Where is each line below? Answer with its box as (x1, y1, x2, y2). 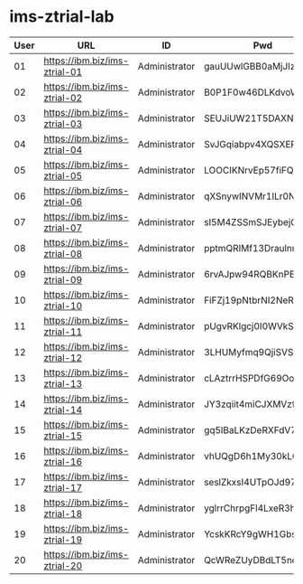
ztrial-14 (43, 403, 83, 416)
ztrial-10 (43, 299, 83, 312)
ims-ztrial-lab (9, 6, 115, 27)
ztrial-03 (43, 118, 83, 130)
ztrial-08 (43, 247, 83, 259)
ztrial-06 (43, 195, 83, 208)
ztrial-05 (43, 169, 83, 182)
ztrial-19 (43, 533, 83, 546)
